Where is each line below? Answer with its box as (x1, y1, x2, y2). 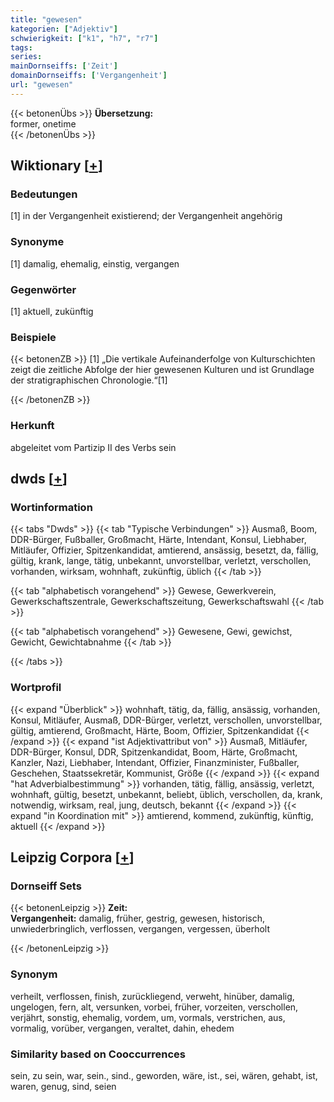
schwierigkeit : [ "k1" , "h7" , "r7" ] (10, 33, 159, 43)
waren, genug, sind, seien (10, 1080, 117, 1092)
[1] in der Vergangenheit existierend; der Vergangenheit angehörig (10, 210, 283, 222)
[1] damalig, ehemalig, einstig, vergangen (10, 257, 180, 270)
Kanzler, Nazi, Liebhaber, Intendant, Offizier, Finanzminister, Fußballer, (10, 756, 300, 768)
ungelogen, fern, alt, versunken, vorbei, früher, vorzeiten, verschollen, (10, 1001, 299, 1013)
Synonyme (10, 235, 65, 249)
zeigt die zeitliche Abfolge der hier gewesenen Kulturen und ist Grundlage (10, 364, 315, 376)
